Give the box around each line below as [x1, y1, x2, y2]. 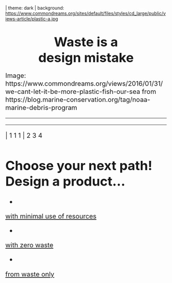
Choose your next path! [5, 157, 153, 174]
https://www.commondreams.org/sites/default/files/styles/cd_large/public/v [5, 10, 166, 16]
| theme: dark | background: [5, 5, 64, 11]
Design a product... [5, 173, 125, 189]
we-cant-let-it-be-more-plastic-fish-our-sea [5, 87, 140, 96]
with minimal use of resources [5, 212, 97, 220]
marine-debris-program [5, 103, 78, 112]
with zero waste [5, 241, 54, 250]
